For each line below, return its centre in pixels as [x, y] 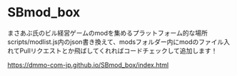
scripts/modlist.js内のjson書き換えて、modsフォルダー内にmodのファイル [116, 42]
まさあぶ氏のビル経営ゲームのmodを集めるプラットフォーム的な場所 [108, 33]
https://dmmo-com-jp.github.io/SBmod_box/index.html [88, 65]
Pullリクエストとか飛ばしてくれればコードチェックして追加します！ [118, 50]
